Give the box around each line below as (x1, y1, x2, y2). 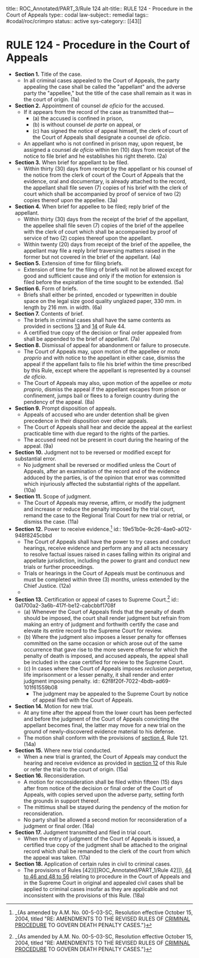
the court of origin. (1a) (23, 96, 80, 103)
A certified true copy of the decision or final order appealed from (23, 329, 182, 336)
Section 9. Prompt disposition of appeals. (14, 405, 117, 412)
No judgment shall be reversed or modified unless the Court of (23, 461, 176, 468)
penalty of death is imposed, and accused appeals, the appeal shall (23, 653, 188, 660)
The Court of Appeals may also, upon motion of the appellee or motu (23, 379, 192, 386)
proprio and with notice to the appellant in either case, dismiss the (23, 354, 185, 361)
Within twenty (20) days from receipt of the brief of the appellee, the (23, 240, 191, 248)
